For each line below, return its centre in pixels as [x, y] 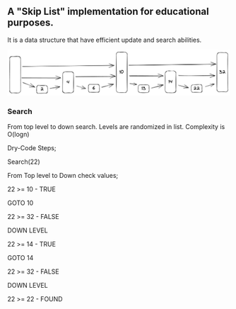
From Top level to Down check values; [63, 175]
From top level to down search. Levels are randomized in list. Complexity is [116, 126]
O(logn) [18, 134]
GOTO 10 [20, 203]
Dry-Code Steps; [32, 147]
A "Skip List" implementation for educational [108, 12]
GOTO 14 [20, 257]
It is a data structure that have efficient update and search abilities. [105, 40]
